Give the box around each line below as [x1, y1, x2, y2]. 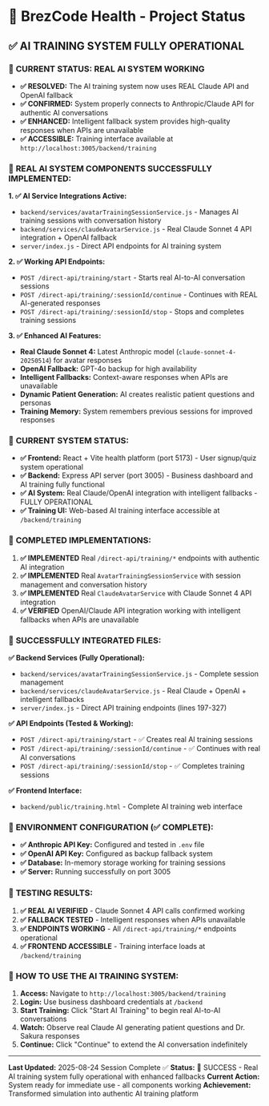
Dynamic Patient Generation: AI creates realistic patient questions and [19, 390, 255, 399]
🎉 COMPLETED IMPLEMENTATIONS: [8, 535, 152, 546]
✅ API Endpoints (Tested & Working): [8, 719, 134, 729]
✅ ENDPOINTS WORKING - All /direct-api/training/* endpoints [19, 923, 237, 933]
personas [19, 398, 52, 408]
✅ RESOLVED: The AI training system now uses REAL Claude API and [19, 81, 250, 91]
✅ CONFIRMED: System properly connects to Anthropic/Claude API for [19, 99, 255, 108]
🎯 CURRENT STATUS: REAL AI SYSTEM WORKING [8, 63, 206, 75]
